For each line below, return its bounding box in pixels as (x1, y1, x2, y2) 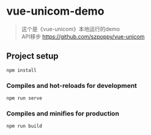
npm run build (6, 123, 43, 130)
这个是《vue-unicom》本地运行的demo (21, 25, 120, 32)
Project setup (6, 51, 59, 62)
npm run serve (6, 95, 43, 101)
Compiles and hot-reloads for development (6, 81, 138, 90)
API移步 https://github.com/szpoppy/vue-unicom (21, 32, 145, 40)
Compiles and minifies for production (6, 109, 119, 117)
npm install (6, 67, 37, 73)
